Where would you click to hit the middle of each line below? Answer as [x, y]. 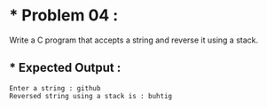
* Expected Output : [65, 68]
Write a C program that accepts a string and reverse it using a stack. [134, 40]
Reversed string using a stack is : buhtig [91, 96]
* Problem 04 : [64, 16]
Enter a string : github [55, 88]
